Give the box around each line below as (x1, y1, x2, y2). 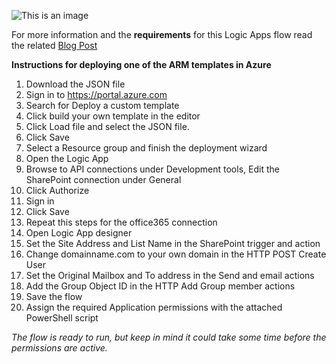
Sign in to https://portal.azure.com (25, 89, 168, 100)
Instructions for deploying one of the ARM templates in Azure (11, 59, 272, 70)
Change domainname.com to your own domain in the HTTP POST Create (25, 248, 327, 260)
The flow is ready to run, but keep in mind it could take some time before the (11, 331, 327, 343)
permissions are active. (11, 342, 108, 354)
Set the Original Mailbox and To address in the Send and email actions (25, 270, 315, 281)
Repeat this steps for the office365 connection (25, 216, 218, 228)
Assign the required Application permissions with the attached (25, 301, 283, 313)
